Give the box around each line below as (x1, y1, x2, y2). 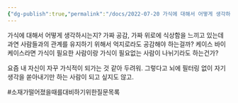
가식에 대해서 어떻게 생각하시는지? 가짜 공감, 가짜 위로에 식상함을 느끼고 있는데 (7, 31, 225, 39)
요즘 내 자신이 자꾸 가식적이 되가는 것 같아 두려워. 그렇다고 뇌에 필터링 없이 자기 (7, 63, 227, 72)
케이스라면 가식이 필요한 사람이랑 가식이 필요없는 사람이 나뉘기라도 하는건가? (7, 48, 219, 57)
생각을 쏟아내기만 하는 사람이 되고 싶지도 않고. (7, 72, 135, 81)
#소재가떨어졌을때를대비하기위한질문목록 (7, 87, 120, 96)
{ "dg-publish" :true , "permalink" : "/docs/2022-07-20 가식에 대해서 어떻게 (7, 10, 213, 18)
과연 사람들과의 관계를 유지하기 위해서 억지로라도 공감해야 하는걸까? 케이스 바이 (7, 40, 227, 48)
